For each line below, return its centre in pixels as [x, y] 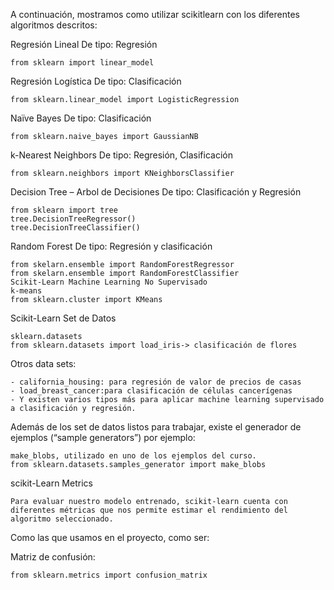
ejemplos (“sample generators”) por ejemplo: [103, 437]
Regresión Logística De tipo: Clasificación [96, 81]
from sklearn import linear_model [82, 63]
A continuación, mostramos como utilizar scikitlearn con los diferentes [155, 14]
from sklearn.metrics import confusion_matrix [109, 575]
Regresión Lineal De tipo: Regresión [84, 44]
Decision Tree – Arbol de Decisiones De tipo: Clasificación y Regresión [156, 192]
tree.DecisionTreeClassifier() [75, 228]
